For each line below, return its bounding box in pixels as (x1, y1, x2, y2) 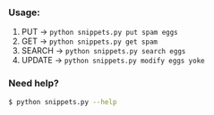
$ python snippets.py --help (8, 97, 117, 106)
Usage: (8, 6, 41, 19)
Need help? (8, 78, 59, 90)
